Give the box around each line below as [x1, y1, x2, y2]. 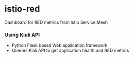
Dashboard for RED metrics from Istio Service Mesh [4, 19, 108, 25]
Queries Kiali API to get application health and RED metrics [11, 47, 129, 54]
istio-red [4, 3, 40, 14]
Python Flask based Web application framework [11, 43, 108, 48]
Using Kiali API [4, 31, 40, 38]
